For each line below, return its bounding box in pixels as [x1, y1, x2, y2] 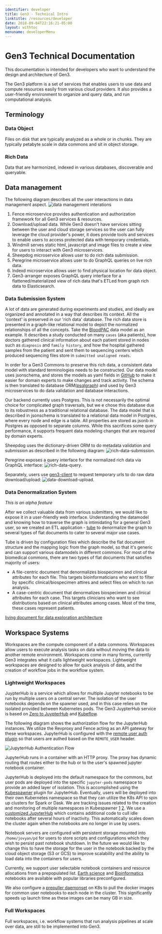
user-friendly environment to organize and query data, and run [5, 91, 130, 97]
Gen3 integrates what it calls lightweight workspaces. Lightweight [5, 657, 136, 663]
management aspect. [5, 202, 47, 207]
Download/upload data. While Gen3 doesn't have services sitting [12, 221, 142, 227]
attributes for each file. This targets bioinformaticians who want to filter [12, 574, 154, 580]
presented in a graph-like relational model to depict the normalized [5, 322, 138, 328]
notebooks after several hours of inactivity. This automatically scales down [5, 815, 154, 822]
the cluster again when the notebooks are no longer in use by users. [5, 821, 141, 826]
